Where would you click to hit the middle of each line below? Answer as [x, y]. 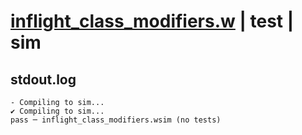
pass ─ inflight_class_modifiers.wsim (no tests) [116, 120]
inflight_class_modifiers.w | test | [152, 21]
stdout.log [43, 79]
